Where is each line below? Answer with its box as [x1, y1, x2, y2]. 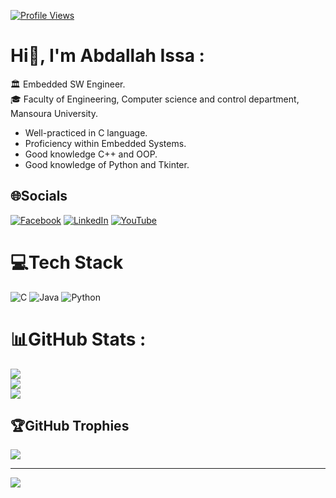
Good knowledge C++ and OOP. [24, 148, 158, 160]
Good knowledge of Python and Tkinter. [24, 158, 190, 170]
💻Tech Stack [10, 251, 124, 274]
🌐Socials [10, 188, 68, 205]
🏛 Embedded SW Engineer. [10, 78, 126, 90]
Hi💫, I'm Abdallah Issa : [10, 45, 205, 67]
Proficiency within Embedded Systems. [24, 137, 187, 149]
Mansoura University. [10, 107, 98, 119]
